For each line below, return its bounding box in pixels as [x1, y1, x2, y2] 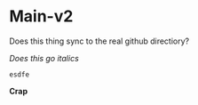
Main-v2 [9, 6, 74, 27]
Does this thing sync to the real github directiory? [9, 36, 189, 46]
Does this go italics [9, 52, 80, 63]
